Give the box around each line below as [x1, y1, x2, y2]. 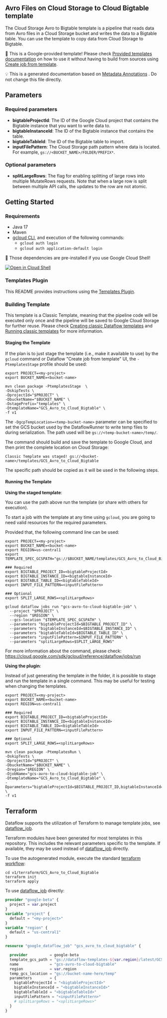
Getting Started [5, 198, 54, 206]
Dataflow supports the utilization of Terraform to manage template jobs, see [5, 820, 161, 826]
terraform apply [5, 879, 39, 884]
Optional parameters [5, 162, 56, 169]
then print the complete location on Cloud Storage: [5, 444, 109, 450]
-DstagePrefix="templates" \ [5, 402, 66, 407]
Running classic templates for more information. [5, 328, 103, 334]
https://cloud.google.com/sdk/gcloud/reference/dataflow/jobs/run [5, 653, 141, 659]
